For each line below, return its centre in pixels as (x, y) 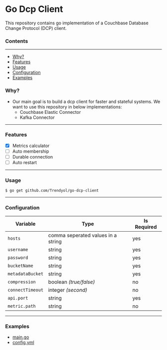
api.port (18, 298)
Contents (17, 41)
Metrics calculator (31, 146)
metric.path (22, 306)
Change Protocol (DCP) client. (36, 28)
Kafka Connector (37, 117)
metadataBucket (26, 274)
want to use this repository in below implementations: (67, 107)
